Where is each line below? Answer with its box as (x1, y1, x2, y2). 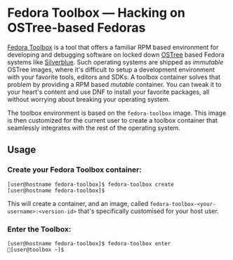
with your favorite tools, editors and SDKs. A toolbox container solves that (7, 72, 221, 81)
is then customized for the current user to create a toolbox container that (7, 116, 218, 124)
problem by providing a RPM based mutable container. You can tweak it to (7, 80, 222, 88)
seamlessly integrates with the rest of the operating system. (7, 123, 181, 132)
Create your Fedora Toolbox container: (7, 165, 142, 175)
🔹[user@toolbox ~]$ (7, 246, 65, 253)
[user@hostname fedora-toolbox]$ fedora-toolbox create (7, 181, 174, 188)
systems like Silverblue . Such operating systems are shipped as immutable (7, 57, 224, 66)
